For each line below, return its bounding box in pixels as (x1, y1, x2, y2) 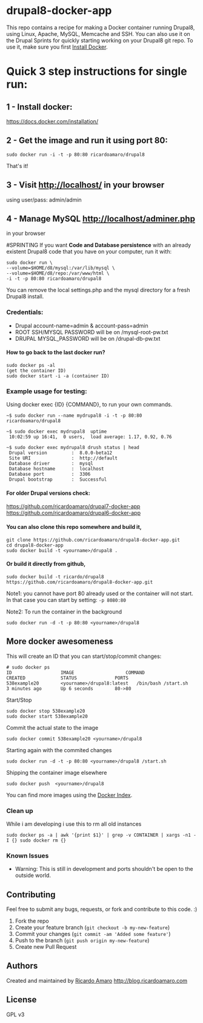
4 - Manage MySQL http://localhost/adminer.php (6, 214, 196, 224)
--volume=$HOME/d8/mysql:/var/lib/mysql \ (6, 265, 115, 271)
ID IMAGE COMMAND (6, 669, 145, 676)
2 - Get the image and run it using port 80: (6, 135, 168, 146)
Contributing (6, 889, 56, 899)
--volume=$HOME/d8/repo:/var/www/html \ (6, 270, 110, 277)
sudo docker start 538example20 (6, 713, 88, 719)
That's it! (6, 162, 28, 169)
